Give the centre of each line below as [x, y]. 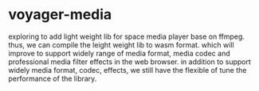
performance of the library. [53, 78]
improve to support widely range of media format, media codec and [119, 53]
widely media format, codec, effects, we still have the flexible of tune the [128, 70]
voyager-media [60, 15]
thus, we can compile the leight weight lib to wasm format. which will [121, 44]
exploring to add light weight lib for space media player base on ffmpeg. [127, 36]
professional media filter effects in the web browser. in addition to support [129, 62]
